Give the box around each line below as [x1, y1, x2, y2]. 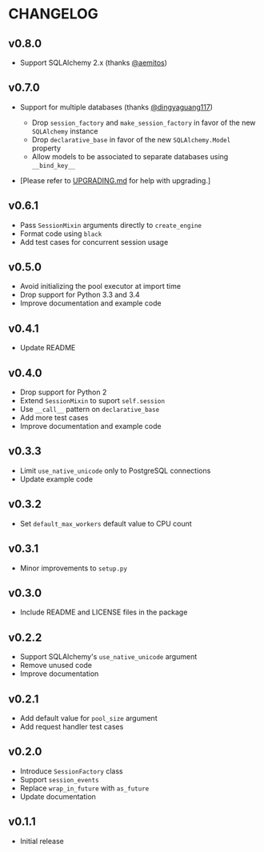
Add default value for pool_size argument [19, 713, 158, 722]
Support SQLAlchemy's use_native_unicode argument [19, 652, 198, 662]
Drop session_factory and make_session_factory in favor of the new [31, 118, 256, 127]
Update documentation [19, 791, 96, 801]
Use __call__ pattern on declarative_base [19, 405, 160, 414]
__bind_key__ [31, 162, 76, 170]
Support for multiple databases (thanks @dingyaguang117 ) [19, 102, 214, 112]
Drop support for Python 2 [19, 387, 107, 397]
